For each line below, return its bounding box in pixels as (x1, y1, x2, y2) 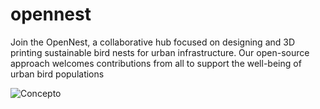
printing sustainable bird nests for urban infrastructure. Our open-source (10, 46, 310, 58)
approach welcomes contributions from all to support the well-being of (10, 57, 302, 69)
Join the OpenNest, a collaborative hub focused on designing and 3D (10, 36, 296, 48)
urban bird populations (10, 68, 105, 80)
